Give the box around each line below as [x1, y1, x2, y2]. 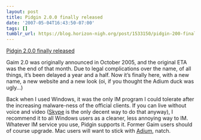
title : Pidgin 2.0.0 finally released [6, 14, 103, 20]
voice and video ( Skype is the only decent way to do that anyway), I [6, 108, 173, 116]
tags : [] [6, 25, 28, 32]
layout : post [6, 8, 39, 15]
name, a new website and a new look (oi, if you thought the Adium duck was [6, 78, 194, 85]
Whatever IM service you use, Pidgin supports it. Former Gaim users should [6, 121, 193, 128]
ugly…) [6, 84, 23, 91]
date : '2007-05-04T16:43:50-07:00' [6, 20, 95, 26]
